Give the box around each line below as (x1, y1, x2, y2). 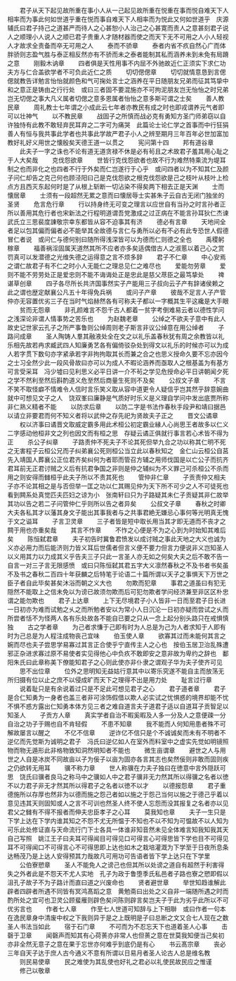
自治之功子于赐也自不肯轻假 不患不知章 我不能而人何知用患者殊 (7, 720, 214, 728)
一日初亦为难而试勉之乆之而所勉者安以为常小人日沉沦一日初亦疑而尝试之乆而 (7, 605, 229, 613)
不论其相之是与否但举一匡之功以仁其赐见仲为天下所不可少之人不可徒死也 (19, 482, 229, 490)
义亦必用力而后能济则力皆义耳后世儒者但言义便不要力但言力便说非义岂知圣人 (7, 543, 229, 552)
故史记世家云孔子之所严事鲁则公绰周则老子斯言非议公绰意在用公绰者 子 (7, 323, 225, 331)
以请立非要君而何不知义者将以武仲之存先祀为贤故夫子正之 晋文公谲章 (7, 412, 218, 419)
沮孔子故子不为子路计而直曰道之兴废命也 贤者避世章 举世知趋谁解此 (7, 878, 226, 887)
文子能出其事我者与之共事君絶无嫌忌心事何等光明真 (68, 508, 216, 517)
